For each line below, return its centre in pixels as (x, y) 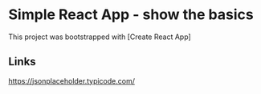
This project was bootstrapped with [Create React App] (100, 37)
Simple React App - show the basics (131, 15)
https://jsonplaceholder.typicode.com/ (71, 80)
